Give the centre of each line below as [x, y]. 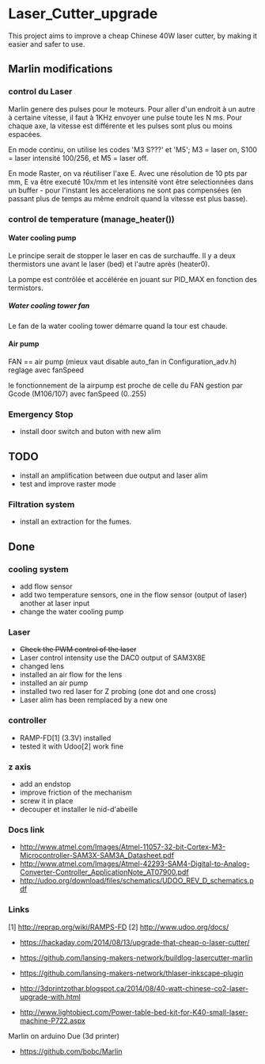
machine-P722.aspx [52, 1020]
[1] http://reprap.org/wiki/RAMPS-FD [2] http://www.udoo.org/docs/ [119, 927]
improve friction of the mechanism [76, 792]
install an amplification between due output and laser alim [114, 475]
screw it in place [46, 800]
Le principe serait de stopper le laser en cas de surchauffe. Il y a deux [122, 255]
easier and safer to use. [47, 44]
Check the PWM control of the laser [78, 650]
